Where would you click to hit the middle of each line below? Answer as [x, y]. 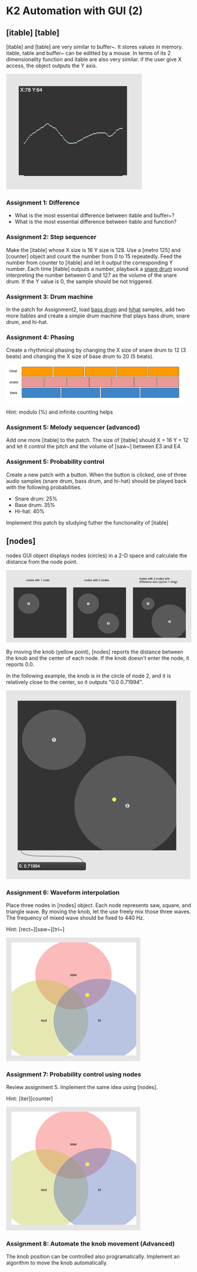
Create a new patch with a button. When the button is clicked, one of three [96, 475]
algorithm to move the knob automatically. [57, 1263]
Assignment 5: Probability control [55, 462]
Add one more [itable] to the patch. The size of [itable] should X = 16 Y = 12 [97, 440]
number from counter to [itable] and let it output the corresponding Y [90, 262]
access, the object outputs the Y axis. [52, 66]
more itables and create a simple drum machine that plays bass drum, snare [98, 315]
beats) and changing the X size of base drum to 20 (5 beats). [80, 357]
